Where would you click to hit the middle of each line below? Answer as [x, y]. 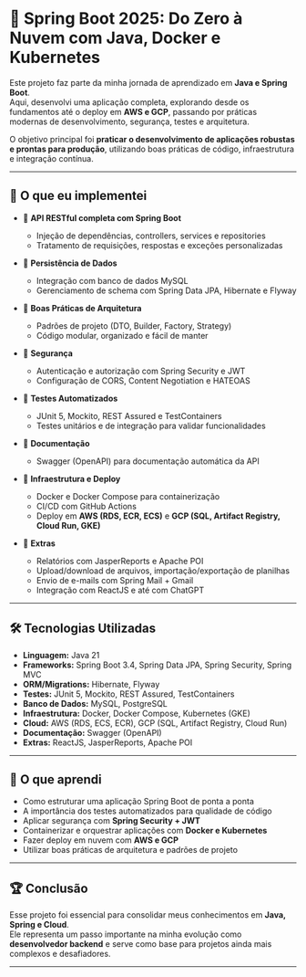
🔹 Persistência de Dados [70, 263]
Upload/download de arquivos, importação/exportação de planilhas [163, 571]
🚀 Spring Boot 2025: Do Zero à [126, 19]
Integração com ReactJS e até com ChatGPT [120, 590]
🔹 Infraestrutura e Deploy [71, 478]
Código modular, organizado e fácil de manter [122, 335]
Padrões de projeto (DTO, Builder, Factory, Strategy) [134, 326]
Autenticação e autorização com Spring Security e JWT [141, 371]
